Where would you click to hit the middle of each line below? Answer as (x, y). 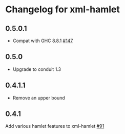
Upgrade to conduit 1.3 (37, 69)
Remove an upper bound (39, 98)
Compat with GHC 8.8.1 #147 (43, 41)
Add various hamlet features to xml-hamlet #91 (55, 126)
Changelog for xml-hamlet (63, 9)
